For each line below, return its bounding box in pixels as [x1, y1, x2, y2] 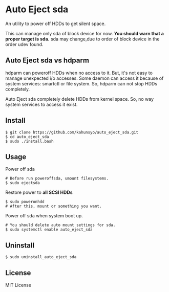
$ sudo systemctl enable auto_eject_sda [5, 227, 93, 232]
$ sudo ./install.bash [5, 139, 54, 144]
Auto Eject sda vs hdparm [5, 56, 90, 65]
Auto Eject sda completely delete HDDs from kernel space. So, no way [5, 96, 154, 102]
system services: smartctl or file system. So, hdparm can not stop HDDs [5, 80, 158, 86]
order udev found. [5, 41, 44, 47]
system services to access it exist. [5, 101, 78, 107]
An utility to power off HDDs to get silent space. [5, 20, 106, 27]
